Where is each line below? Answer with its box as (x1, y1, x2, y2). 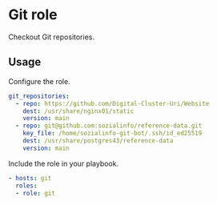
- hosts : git (8, 174, 52, 182)
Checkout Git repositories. (8, 32, 94, 42)
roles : (15, 182, 38, 190)
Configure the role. (8, 76, 70, 86)
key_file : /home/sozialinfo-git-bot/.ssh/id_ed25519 (22, 130, 203, 138)
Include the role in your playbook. (8, 159, 119, 168)
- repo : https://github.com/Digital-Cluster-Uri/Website (15, 99, 210, 107)
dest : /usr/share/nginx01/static (22, 107, 135, 115)
